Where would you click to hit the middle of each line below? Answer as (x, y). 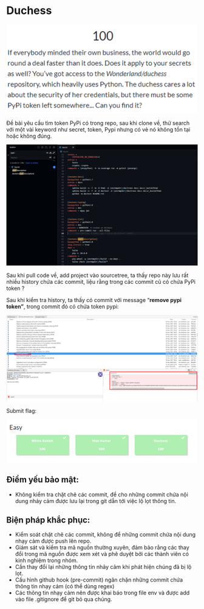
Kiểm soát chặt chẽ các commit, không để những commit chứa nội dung (105, 535)
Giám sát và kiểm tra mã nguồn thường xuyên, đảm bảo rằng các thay (102, 547)
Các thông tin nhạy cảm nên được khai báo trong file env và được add (102, 593)
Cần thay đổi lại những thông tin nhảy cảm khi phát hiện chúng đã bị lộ (103, 567)
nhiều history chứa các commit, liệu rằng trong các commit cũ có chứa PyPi (101, 281)
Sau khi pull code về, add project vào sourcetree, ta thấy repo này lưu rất (97, 275)
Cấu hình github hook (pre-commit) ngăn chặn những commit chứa (99, 580)
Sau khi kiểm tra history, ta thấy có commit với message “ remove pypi (94, 300)
